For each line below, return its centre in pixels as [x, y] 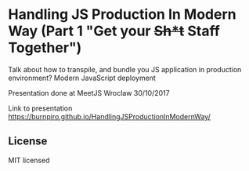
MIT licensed [29, 160]
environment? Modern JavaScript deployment [82, 78]
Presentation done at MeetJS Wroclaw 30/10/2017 [89, 93]
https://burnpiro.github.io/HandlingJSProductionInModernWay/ [110, 116]
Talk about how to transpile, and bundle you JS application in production [125, 69]
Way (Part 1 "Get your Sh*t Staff [114, 31]
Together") [45, 48]
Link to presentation [40, 108]
